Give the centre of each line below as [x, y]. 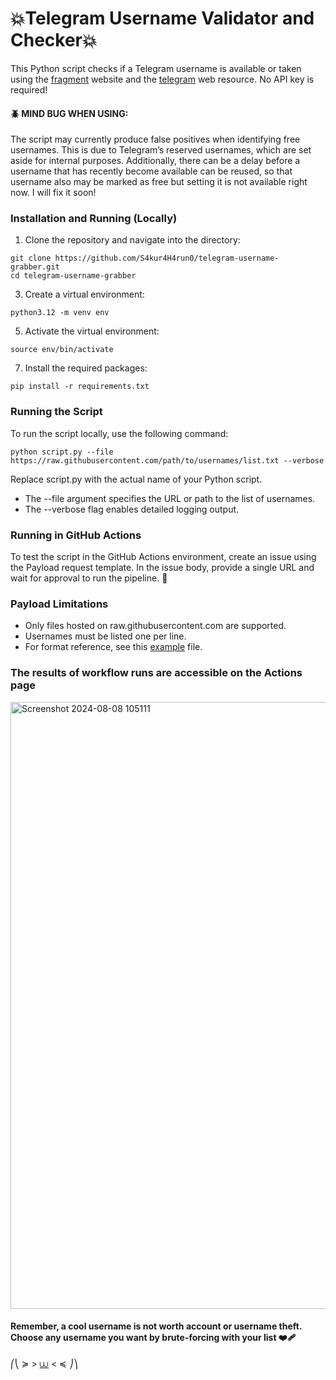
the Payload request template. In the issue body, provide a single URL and [162, 568]
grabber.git [35, 267]
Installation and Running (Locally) [94, 219]
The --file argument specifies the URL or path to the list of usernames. [170, 498]
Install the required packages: [86, 368]
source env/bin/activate [62, 350]
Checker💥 [54, 40]
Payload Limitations [59, 604]
